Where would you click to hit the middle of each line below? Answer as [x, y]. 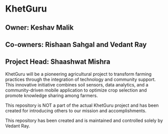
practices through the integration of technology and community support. [80, 79]
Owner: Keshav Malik [40, 28]
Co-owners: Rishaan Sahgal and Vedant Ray [76, 44]
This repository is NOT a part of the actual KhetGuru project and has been [82, 105]
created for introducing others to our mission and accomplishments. [76, 110]
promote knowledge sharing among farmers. [52, 95]
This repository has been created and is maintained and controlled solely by [84, 120]
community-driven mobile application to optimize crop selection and [76, 90]
